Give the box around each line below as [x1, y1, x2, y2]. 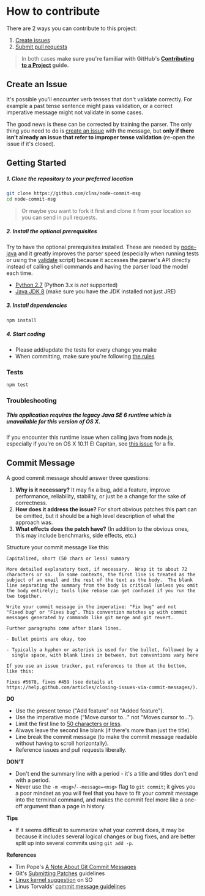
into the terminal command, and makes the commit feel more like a [15, 796, 184, 803]
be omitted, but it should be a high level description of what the [15, 512, 175, 519]
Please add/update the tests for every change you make [15, 346, 157, 353]
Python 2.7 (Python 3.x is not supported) [15, 281, 118, 288]
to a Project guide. [21, 61, 69, 69]
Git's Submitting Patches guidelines [15, 870, 105, 877]
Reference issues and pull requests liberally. [15, 746, 127, 753]
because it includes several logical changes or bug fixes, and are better [15, 833, 196, 840]
